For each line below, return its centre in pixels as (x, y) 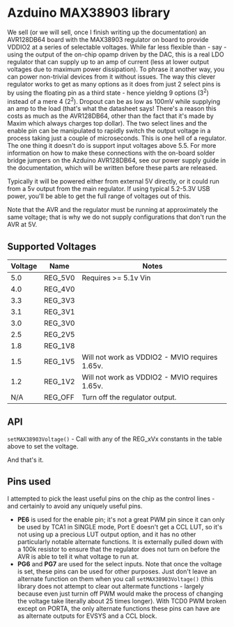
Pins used (29, 482)
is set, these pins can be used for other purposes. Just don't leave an (117, 571)
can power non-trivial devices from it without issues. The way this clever (111, 76)
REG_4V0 (60, 289)
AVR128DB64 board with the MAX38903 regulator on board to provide (108, 39)
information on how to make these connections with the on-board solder (111, 153)
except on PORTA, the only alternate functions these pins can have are (119, 608)
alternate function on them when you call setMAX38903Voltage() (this (115, 579)
